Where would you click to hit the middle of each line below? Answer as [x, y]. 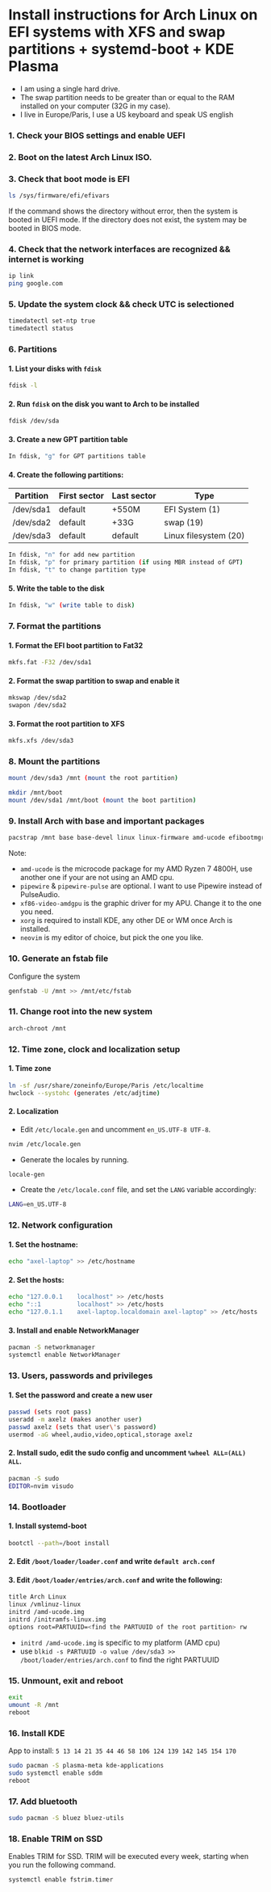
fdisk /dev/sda [34, 421]
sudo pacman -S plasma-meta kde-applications [86, 1766]
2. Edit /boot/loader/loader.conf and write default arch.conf [112, 1561]
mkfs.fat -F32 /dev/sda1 [50, 663]
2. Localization [33, 1111]
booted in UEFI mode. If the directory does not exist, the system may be [128, 219]
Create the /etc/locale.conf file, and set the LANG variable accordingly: [138, 1190]
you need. [37, 912]
